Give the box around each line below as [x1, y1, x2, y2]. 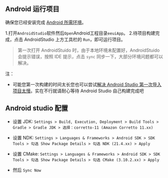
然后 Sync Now [12, 167, 41, 173]
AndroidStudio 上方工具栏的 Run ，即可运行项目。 [24, 36, 125, 42]
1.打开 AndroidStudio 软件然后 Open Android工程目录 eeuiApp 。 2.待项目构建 [5, 30, 155, 36]
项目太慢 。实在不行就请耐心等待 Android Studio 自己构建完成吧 [12, 88, 144, 94]
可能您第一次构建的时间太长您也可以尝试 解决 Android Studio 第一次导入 [12, 81, 162, 87]
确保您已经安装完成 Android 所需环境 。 [5, 19, 87, 25]
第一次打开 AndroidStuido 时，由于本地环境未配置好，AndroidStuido [17, 47, 160, 53]
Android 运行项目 [5, 5, 60, 14]
